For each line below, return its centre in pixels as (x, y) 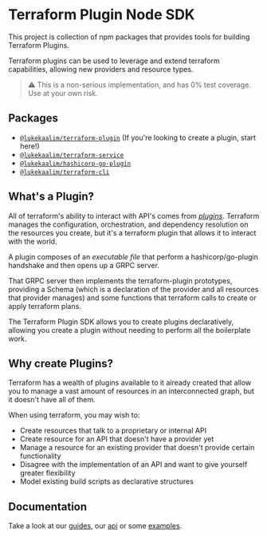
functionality (40, 456)
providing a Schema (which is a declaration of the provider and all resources (133, 289)
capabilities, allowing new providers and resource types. (101, 69)
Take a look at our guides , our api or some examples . (95, 526)
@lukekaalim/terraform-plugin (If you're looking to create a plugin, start (138, 137)
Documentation (48, 506)
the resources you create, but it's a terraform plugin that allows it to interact (132, 232)
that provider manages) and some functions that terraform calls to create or (132, 298)
